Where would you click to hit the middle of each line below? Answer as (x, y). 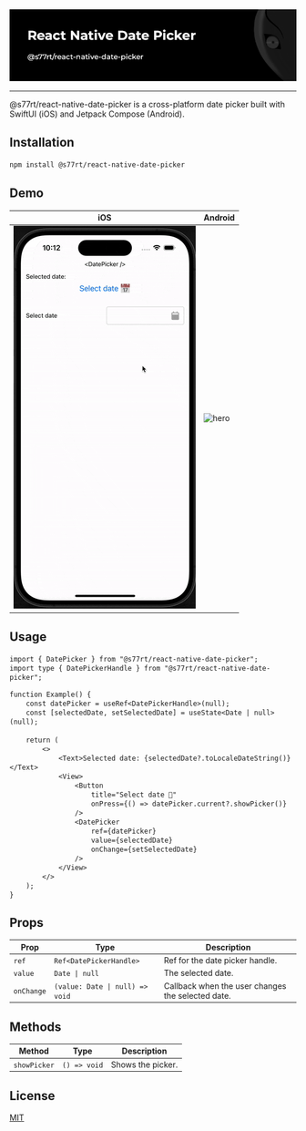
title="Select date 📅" (134, 795)
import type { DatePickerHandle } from (85, 668)
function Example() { (51, 694)
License (32, 1096)
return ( (42, 740)
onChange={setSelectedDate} (144, 849)
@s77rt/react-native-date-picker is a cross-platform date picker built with (147, 104)
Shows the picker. (144, 1064)
